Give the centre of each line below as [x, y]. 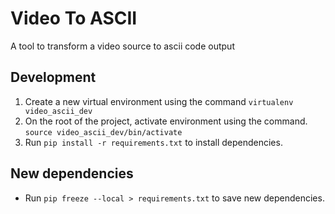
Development [53, 77]
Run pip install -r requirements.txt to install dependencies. [153, 142]
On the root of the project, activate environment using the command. [166, 121]
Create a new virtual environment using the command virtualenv [159, 101]
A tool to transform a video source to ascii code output [122, 46]
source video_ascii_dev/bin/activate [103, 132]
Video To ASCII [74, 18]
